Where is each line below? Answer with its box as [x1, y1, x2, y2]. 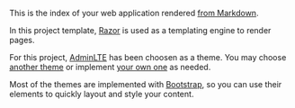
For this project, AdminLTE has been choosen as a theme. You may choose [9, 52, 287, 62]
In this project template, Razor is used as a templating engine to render [9, 25, 272, 35]
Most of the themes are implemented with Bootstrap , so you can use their [9, 79, 282, 89]
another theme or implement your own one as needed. [9, 62, 211, 72]
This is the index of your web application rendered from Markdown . [9, 8, 259, 18]
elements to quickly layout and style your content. [9, 89, 194, 99]
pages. [9, 35, 35, 45]
